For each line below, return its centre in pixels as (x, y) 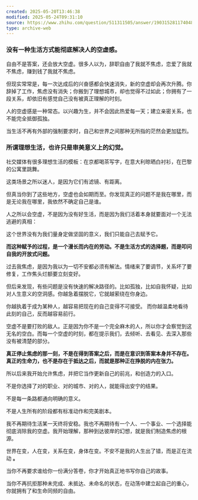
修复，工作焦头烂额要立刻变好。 (45, 274)
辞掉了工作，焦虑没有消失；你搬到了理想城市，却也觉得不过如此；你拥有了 (96, 91)
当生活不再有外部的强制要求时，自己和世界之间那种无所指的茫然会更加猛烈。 (99, 131)
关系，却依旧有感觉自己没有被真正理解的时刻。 (68, 99)
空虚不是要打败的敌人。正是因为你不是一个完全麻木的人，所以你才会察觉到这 (99, 326)
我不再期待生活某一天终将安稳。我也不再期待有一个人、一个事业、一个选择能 (99, 423)
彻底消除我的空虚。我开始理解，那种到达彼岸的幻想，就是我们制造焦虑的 (94, 431)
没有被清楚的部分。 (29, 341)
